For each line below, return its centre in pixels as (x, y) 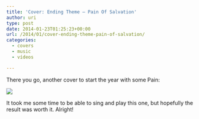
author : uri (21, 18)
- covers (23, 46)
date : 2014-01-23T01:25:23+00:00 (49, 29)
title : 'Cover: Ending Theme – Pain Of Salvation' (72, 12)
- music (22, 52)
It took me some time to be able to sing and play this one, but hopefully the (100, 103)
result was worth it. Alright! (40, 109)
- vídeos (23, 57)
